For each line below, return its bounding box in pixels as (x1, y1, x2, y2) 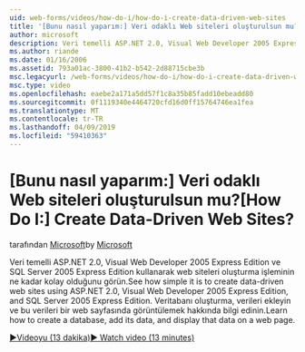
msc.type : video (9, 81, 71, 90)
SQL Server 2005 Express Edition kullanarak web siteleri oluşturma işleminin (9, 266, 295, 277)
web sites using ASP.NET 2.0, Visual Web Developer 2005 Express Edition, (9, 285, 289, 296)
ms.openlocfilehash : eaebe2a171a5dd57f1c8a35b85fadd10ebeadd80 (9, 89, 254, 98)
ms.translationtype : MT (9, 106, 100, 115)
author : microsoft (9, 30, 79, 39)
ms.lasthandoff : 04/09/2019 (9, 123, 116, 132)
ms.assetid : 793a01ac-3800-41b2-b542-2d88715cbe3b (9, 64, 205, 73)
